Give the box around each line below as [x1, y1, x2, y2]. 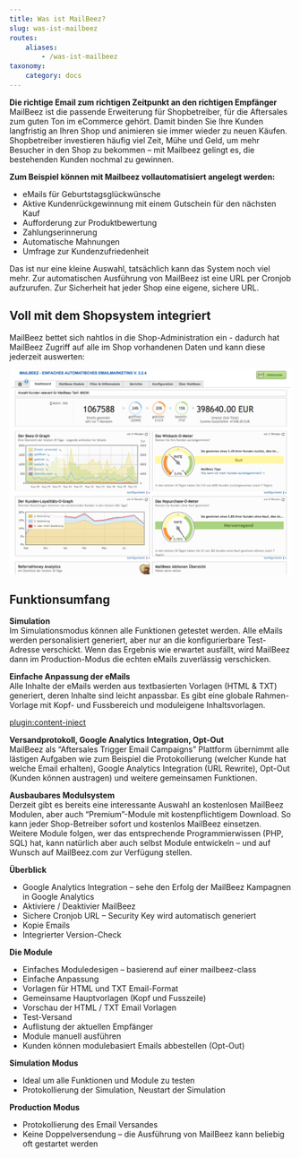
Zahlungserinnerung [21, 227, 98, 238]
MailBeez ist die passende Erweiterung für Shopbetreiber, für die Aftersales [9, 106, 288, 117]
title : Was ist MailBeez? [9, 14, 106, 23]
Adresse [9, 644, 40, 655]
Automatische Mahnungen [21, 236, 121, 246]
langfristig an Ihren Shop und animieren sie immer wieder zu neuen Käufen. [9, 125, 288, 136]
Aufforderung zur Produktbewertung [21, 217, 158, 228]
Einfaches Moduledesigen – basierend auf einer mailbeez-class [21, 964, 257, 975]
